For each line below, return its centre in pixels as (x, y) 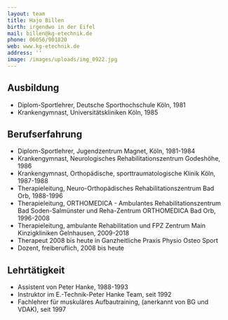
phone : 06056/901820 (38, 40)
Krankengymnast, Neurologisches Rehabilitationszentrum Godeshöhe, (119, 159)
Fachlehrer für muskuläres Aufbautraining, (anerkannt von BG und (113, 302)
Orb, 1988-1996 (40, 196)
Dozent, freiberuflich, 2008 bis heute (71, 248)
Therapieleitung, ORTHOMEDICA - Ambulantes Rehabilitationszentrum (119, 204)
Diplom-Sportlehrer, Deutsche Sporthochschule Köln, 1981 (101, 105)
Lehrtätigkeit (36, 270)
